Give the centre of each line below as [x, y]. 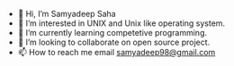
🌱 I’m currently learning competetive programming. [112, 33]
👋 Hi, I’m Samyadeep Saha [67, 14]
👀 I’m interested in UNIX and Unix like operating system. [121, 23]
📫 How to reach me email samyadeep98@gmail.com [117, 52]
